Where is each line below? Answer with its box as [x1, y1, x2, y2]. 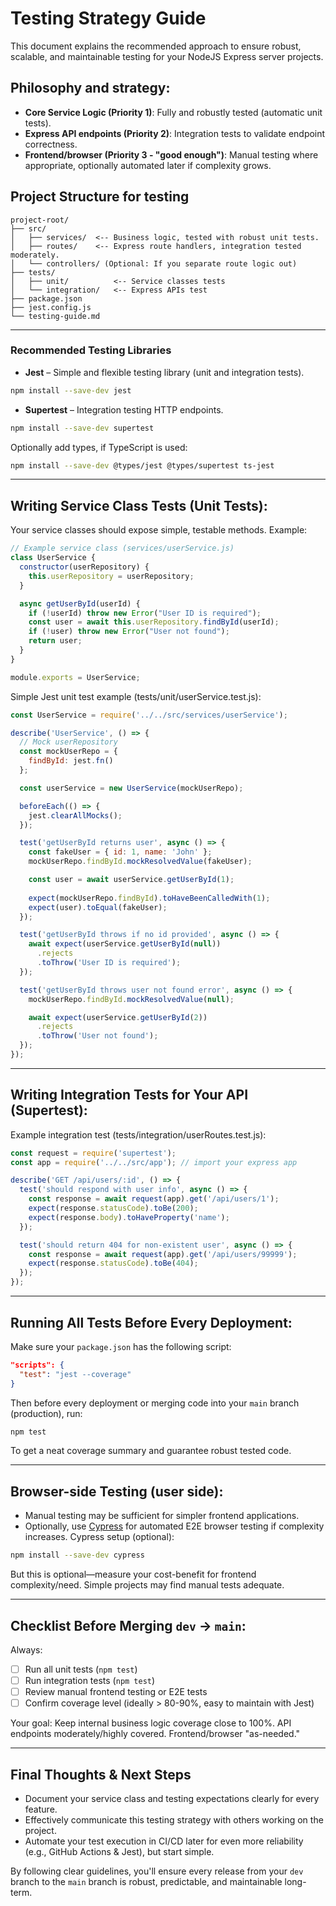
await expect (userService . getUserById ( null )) [28, 939, 222, 949]
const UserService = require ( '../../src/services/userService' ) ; [10, 710, 288, 720]
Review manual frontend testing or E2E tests [24, 1686, 208, 1698]
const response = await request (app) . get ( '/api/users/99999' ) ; [28, 1249, 298, 1259]
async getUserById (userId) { [19, 598, 141, 609]
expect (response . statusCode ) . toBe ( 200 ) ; [28, 1203, 199, 1214]
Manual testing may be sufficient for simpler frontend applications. [24, 1510, 300, 1522]
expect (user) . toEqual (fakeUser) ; [28, 902, 168, 912]
